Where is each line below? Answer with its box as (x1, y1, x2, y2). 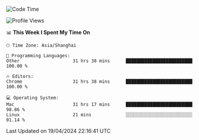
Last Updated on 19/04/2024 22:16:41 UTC (6, 128, 111, 134)
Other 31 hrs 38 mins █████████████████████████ (6, 58, 193, 64)
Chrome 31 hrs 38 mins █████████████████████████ (6, 79, 193, 84)
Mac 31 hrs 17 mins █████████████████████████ (6, 102, 193, 108)
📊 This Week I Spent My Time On (6, 29, 90, 35)
